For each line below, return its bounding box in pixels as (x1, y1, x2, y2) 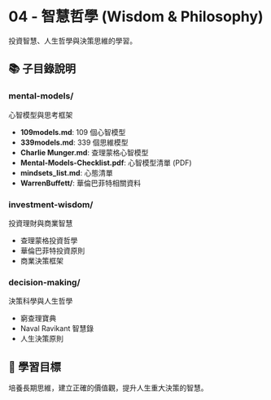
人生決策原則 (20, 334, 63, 344)
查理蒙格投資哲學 (20, 235, 78, 245)
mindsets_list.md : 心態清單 (20, 167, 113, 177)
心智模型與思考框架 (8, 110, 73, 120)
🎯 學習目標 (8, 359, 61, 374)
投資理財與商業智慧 (8, 218, 73, 228)
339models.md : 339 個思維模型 (20, 137, 129, 147)
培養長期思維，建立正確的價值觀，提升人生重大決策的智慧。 (8, 383, 208, 393)
